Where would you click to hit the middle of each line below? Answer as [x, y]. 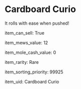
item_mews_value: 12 [26, 42]
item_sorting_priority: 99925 [34, 72]
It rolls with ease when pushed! [37, 23]
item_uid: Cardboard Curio [32, 81]
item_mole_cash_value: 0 [30, 52]
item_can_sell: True [25, 33]
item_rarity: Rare [22, 62]
